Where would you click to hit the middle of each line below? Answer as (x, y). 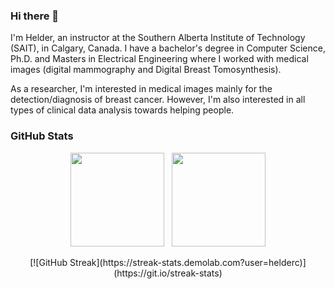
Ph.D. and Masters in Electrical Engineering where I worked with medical (159, 59)
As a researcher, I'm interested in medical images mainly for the (141, 89)
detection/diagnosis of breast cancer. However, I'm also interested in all (158, 100)
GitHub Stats (42, 136)
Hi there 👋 (35, 16)
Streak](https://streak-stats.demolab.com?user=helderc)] (188, 262)
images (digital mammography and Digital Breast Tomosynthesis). (146, 70)
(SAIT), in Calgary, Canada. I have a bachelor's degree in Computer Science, (168, 48)
